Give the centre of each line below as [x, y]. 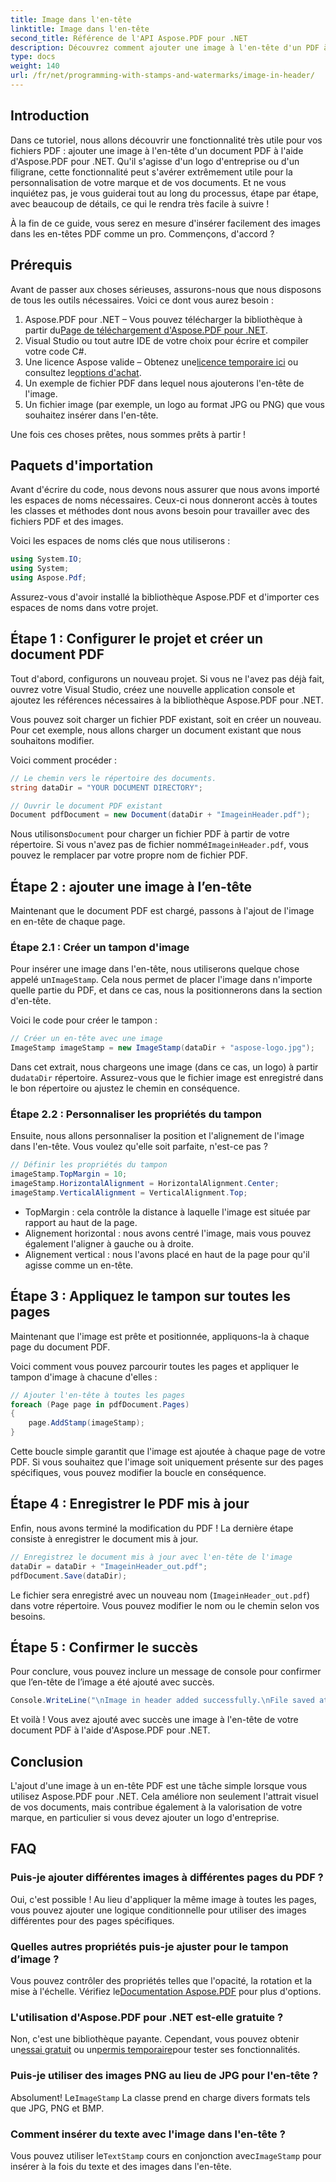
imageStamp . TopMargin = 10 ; [69, 1174]
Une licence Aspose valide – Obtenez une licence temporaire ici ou [161, 362]
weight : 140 [35, 66]
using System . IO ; [46, 559]
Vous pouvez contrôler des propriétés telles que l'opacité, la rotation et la [161, 1981]
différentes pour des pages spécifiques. [92, 1920]
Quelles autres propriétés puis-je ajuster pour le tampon [149, 1946]
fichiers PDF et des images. [67, 522]
